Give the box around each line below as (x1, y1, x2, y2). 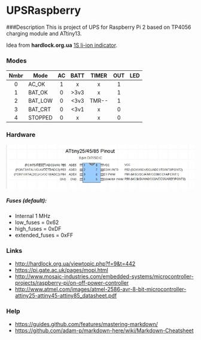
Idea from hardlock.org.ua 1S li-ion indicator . (6, 41, 118, 49)
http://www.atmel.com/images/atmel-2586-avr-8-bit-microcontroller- (14, 286, 187, 293)
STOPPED (28, 114, 53, 121)
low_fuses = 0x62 (14, 219, 59, 226)
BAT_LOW (28, 97, 53, 105)
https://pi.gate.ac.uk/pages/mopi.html (14, 267, 109, 274)
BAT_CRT (28, 106, 51, 113)
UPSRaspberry (6, 4, 81, 17)
